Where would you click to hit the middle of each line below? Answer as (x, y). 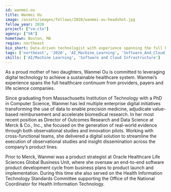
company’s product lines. (32, 147)
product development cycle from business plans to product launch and (79, 168)
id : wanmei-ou (20, 10)
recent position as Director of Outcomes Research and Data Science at (79, 120)
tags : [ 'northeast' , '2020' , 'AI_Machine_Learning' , (62, 53)
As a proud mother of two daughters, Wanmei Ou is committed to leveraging (85, 72)
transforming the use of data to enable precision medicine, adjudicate (78, 109)
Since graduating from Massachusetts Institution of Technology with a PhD (84, 98)
